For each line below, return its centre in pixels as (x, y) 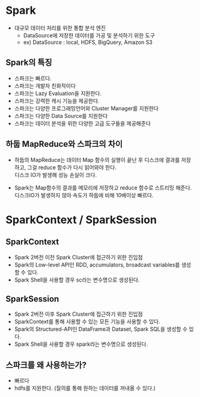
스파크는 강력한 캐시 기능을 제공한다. (57, 100)
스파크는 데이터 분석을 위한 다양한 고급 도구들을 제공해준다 (83, 123)
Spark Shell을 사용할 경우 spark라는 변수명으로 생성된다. (81, 344)
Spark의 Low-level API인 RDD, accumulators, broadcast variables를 (97, 265)
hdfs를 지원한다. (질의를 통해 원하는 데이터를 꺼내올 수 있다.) (85, 388)
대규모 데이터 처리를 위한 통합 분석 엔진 (60, 28)
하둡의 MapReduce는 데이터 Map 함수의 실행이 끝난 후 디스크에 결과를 (97, 159)
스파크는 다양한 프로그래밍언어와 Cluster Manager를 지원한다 (86, 108)
